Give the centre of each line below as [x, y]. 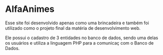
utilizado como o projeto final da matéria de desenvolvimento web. [73, 28]
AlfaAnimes [30, 9]
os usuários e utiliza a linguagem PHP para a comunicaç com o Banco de [80, 43]
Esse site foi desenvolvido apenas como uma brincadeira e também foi [77, 23]
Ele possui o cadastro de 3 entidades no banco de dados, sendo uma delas [82, 38]
